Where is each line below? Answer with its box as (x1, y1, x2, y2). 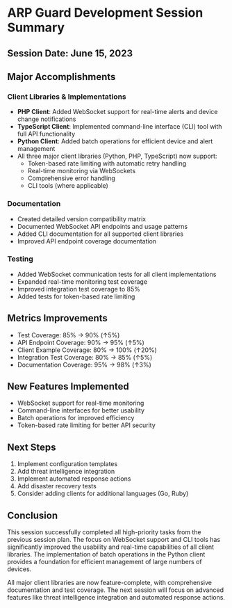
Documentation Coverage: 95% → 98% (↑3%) (17, 360, 151, 369)
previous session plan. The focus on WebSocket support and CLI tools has (7, 536, 221, 544)
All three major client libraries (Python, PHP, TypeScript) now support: (17, 152, 217, 161)
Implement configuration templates (17, 460, 118, 468)
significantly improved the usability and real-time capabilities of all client (7, 543, 214, 551)
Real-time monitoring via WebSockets (27, 167, 136, 175)
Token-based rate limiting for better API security (17, 421, 156, 429)
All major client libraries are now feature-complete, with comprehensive (7, 579, 212, 587)
